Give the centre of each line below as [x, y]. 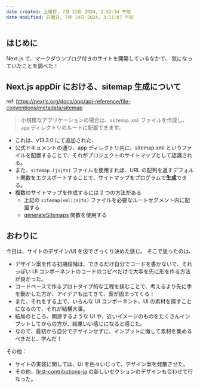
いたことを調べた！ [35, 66]
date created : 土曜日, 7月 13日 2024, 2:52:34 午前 [69, 12]
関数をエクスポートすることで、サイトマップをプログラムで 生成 [98, 178]
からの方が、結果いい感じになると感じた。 [93, 323]
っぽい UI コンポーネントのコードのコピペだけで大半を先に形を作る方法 [103, 271]
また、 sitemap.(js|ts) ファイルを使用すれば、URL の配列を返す [94, 170]
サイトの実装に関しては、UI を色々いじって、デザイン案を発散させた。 [101, 364]
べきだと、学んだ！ [39, 338]
